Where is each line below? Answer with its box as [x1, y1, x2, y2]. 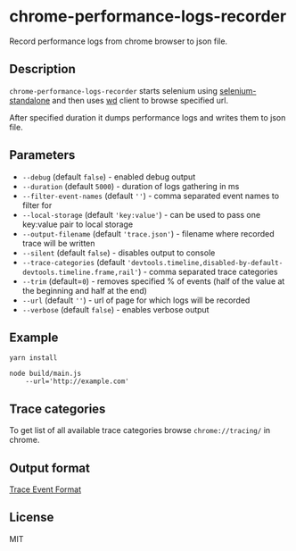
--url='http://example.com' [25, 377, 129, 386]
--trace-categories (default [21, 256, 126, 267]
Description [9, 62, 76, 77]
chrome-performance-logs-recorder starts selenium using [9, 85, 218, 96]
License [9, 510, 54, 525]
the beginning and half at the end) [21, 285, 147, 296]
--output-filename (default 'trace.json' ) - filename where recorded [21, 228, 275, 238]
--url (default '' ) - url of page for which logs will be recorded [21, 295, 251, 305]
